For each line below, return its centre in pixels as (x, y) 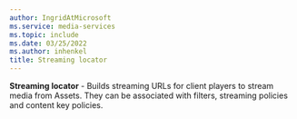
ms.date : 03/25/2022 (49, 43)
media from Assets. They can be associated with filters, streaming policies (149, 95)
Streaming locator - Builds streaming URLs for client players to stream (142, 86)
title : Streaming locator (58, 60)
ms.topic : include (44, 35)
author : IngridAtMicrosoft (60, 18)
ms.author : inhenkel (49, 52)
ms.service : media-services (63, 26)
